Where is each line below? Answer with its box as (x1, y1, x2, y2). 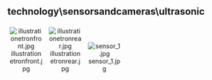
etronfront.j (9, 57, 43, 65)
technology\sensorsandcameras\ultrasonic (7, 6, 205, 18)
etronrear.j (50, 57, 80, 65)
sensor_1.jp (88, 57, 121, 65)
